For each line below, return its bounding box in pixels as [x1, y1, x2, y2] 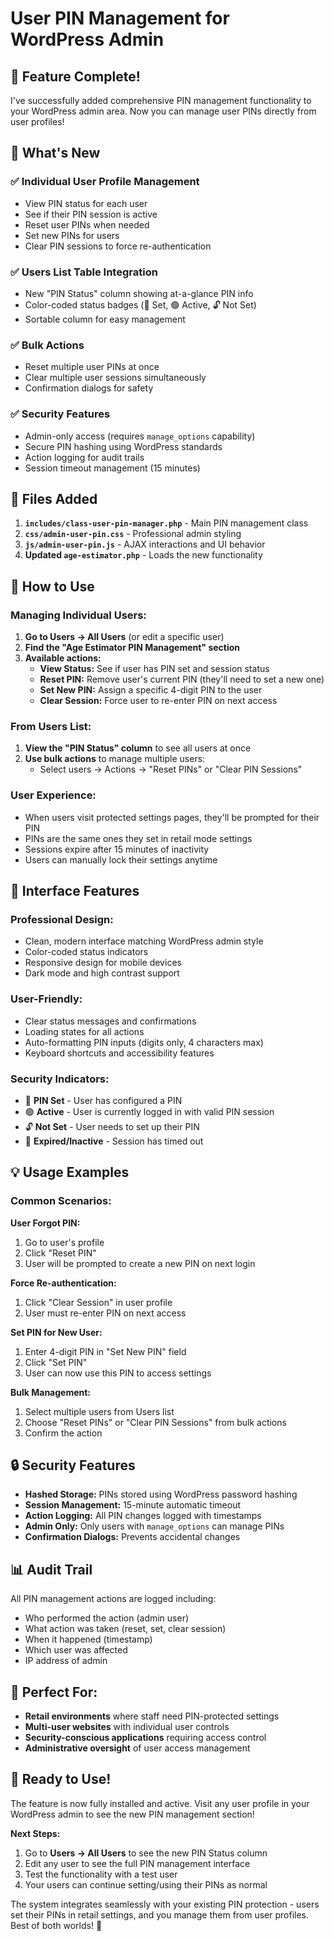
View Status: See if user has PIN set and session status [39, 663, 270, 675]
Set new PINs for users [24, 229, 120, 241]
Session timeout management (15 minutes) [24, 462, 201, 474]
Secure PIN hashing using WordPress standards [24, 440, 223, 452]
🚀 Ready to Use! [10, 1771, 112, 1788]
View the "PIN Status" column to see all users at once [24, 742, 252, 754]
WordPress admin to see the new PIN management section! [10, 1808, 255, 1820]
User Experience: [10, 788, 97, 802]
